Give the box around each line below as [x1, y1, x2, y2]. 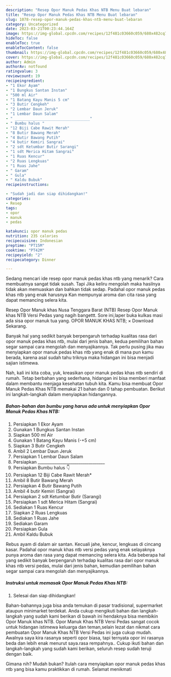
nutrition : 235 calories [6, 234, 58, 239]
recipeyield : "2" [6, 252, 43, 257]
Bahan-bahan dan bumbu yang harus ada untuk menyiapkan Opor [6, 403, 150, 409]
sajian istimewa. [6, 360, 40, 366]
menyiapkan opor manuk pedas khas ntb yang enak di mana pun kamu [6, 349, 154, 356]
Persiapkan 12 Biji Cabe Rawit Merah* [13, 472, 92, 478]
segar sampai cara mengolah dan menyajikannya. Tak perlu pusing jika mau [6, 344, 164, 350]
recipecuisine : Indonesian [6, 238, 63, 243]
